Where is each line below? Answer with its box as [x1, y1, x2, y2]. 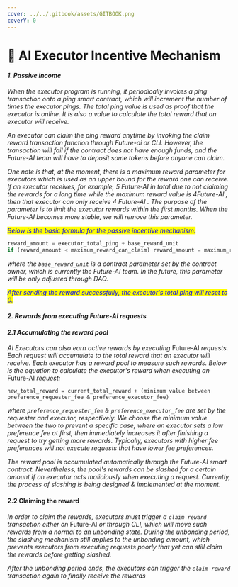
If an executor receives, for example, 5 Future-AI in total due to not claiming [7, 182, 229, 191]
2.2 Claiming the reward [7, 497, 80, 505]
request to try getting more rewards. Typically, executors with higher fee [7, 437, 218, 445]
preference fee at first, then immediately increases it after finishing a [7, 429, 209, 437]
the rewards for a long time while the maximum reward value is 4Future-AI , [7, 189, 228, 199]
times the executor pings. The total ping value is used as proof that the [7, 102, 215, 111]
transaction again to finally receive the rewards [7, 571, 147, 580]
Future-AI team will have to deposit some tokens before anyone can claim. [7, 153, 225, 162]
